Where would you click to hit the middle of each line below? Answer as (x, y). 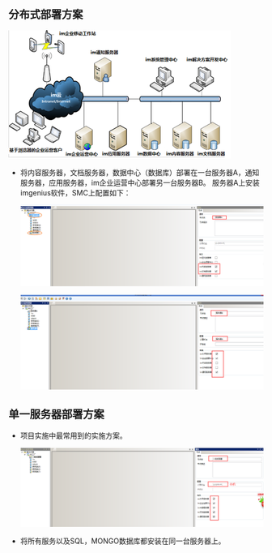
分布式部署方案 (46, 15)
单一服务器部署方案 (56, 415)
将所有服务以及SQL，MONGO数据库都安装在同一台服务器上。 (123, 541)
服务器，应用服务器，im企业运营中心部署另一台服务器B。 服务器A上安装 (140, 182)
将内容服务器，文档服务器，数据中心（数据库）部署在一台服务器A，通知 (140, 172)
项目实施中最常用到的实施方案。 (73, 435)
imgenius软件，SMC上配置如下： (75, 192)
